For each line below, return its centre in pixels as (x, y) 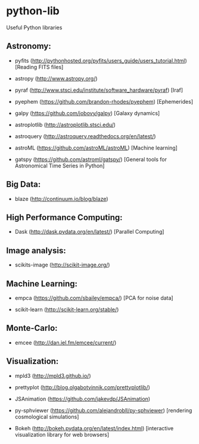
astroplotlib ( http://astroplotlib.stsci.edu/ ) (65, 125)
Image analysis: (36, 251)
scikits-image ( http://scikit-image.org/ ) (62, 265)
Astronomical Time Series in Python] (60, 166)
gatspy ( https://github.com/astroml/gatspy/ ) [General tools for (91, 159)
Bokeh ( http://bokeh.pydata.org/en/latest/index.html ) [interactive (94, 428)
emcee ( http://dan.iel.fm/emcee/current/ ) (66, 342)
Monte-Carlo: (32, 328)
